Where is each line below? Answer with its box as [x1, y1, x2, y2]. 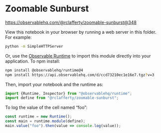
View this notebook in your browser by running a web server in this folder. [5, 29, 157, 35]
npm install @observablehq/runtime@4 [5, 67, 83, 72]
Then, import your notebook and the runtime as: [5, 81, 103, 87]
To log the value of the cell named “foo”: [5, 105, 88, 111]
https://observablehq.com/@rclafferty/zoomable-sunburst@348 [5, 19, 137, 25]
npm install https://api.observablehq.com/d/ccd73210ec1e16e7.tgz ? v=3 [5, 72, 155, 77]
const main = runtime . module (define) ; [5, 119, 85, 124]
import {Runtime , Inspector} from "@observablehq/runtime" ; [5, 91, 133, 96]
